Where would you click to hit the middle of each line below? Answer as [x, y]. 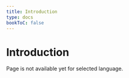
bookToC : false [25, 23]
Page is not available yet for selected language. [65, 68]
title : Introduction [32, 12]
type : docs [20, 17]
